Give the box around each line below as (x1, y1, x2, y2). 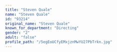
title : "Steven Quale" (5, 7, 52, 12)
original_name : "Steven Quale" (5, 21, 70, 26)
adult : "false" (5, 35, 37, 40)
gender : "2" (5, 30, 30, 35)
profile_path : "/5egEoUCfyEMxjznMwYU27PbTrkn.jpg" (5, 40, 113, 45)
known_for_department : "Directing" (5, 26, 79, 31)
